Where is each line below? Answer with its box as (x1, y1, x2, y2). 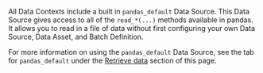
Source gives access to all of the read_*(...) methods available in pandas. (8, 15, 254, 25)
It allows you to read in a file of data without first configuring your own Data (8, 24, 256, 33)
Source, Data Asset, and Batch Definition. (8, 32, 144, 41)
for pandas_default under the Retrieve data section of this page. (8, 56, 217, 65)
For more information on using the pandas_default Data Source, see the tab (8, 48, 254, 56)
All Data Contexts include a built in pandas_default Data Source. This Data (8, 7, 250, 16)
